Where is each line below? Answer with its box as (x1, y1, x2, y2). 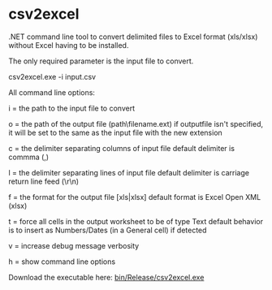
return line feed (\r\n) (8, 176, 80, 186)
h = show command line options (8, 257, 116, 266)
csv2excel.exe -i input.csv (8, 71, 96, 81)
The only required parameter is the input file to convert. (8, 56, 194, 66)
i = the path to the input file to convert (8, 103, 136, 113)
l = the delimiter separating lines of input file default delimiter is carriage (8, 167, 250, 177)
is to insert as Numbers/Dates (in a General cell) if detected (8, 225, 207, 235)
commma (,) (8, 152, 50, 162)
